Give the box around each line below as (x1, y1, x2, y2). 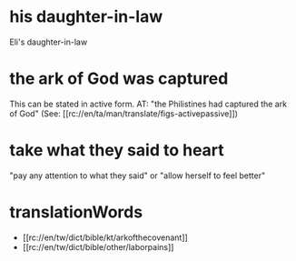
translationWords (9, 202, 143, 222)
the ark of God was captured (9, 68, 229, 89)
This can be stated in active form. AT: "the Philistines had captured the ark (9, 98, 288, 109)
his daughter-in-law (9, 6, 163, 27)
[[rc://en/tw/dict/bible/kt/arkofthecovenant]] (22, 232, 188, 243)
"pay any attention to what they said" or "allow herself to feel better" (9, 170, 266, 181)
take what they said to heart (9, 140, 224, 161)
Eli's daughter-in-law (9, 36, 88, 47)
